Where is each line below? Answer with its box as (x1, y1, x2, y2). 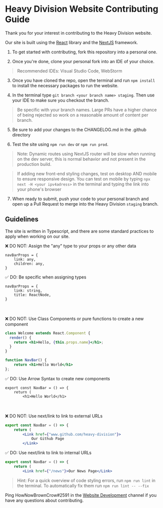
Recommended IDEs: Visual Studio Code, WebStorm (17, 68, 122, 74)
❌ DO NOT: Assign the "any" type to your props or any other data (5, 243, 137, 249)
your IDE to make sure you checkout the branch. (12, 97, 110, 103)
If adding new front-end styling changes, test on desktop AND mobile (17, 170, 157, 177)
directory (12, 132, 31, 138)
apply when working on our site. (5, 233, 70, 239)
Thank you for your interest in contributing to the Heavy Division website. (5, 30, 152, 36)
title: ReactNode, (14, 292, 51, 297)
